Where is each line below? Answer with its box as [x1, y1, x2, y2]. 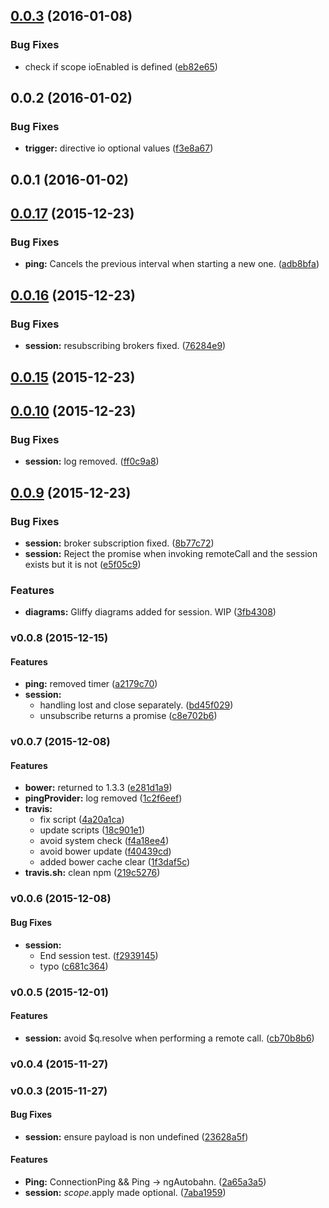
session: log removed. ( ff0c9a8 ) [24, 455, 160, 468]
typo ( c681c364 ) [39, 960, 109, 972]
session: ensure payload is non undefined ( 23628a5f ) [24, 1130, 249, 1143]
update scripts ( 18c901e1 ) [39, 824, 146, 836]
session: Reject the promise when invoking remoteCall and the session [24, 547, 318, 559]
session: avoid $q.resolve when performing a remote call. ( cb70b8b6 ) [24, 1032, 315, 1044]
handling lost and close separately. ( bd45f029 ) [39, 699, 234, 711]
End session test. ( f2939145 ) [39, 949, 159, 961]
